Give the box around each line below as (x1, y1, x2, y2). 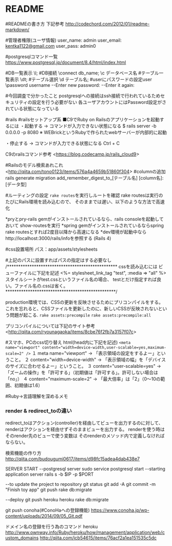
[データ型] (5, 181, 27, 187)
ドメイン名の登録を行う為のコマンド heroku (5, 523, 98, 530)
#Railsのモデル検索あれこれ (5, 162, 63, 168)
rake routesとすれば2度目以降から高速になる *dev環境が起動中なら (5, 229, 147, 235)
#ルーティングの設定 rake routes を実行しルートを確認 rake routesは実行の (5, 192, 163, 198)
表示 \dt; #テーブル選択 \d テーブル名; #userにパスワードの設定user (9, 76, 152, 82)
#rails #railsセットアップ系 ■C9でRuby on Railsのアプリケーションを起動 (5, 116, 160, 122)
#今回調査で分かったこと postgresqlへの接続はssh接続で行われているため (5, 92, 161, 99)
